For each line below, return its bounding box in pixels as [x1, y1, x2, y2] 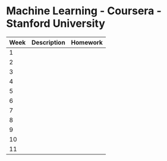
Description [31, 38, 65, 46]
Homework [71, 38, 103, 46]
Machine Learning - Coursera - [6, 4, 162, 18]
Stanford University [6, 17, 105, 30]
